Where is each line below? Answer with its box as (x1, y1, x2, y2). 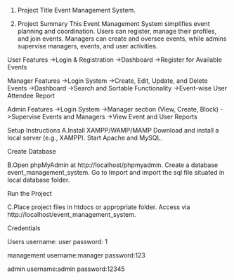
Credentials (7, 224, 41, 232)
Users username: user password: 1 (7, 238, 108, 246)
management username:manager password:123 (7, 251, 145, 259)
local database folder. (7, 175, 70, 184)
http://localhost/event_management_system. (7, 211, 136, 218)
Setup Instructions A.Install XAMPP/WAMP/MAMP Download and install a (7, 126, 219, 134)
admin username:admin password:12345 (7, 265, 125, 273)
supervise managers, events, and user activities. (17, 42, 158, 50)
